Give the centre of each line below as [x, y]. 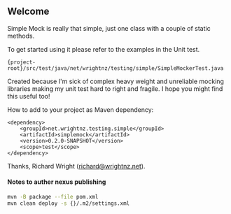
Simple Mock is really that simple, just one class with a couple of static [109, 28]
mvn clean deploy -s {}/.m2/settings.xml [69, 203]
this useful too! [29, 96]
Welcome [28, 12]
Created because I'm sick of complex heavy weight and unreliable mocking [115, 81]
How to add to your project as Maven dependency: [80, 109]
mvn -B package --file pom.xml [53, 197]
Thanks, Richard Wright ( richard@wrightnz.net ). [76, 166]
